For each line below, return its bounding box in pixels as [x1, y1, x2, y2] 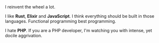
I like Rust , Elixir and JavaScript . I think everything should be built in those [5, 13, 155, 19]
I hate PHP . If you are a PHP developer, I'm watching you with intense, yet [5, 28, 152, 33]
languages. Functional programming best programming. [5, 19, 116, 24]
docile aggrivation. [5, 33, 43, 38]
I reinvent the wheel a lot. [5, 4, 56, 10]
